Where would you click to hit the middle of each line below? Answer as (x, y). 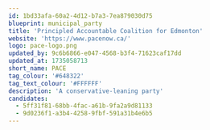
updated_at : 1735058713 (48, 61)
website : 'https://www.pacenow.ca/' (70, 38)
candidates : (28, 99)
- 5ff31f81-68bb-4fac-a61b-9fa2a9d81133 (84, 106)
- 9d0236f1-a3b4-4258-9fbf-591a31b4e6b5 (84, 114)
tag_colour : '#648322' (46, 76)
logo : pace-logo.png (43, 46)
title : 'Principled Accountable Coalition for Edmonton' (106, 31)
